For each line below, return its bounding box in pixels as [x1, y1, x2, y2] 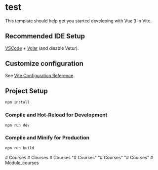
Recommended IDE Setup [5, 32, 85, 40]
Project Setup [5, 87, 48, 95]
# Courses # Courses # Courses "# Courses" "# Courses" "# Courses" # [5, 154, 154, 160]
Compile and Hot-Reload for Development [5, 111, 108, 118]
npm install [5, 100, 30, 105]
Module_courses [5, 160, 39, 166]
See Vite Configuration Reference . [5, 72, 75, 78]
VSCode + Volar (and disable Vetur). [5, 45, 79, 51]
